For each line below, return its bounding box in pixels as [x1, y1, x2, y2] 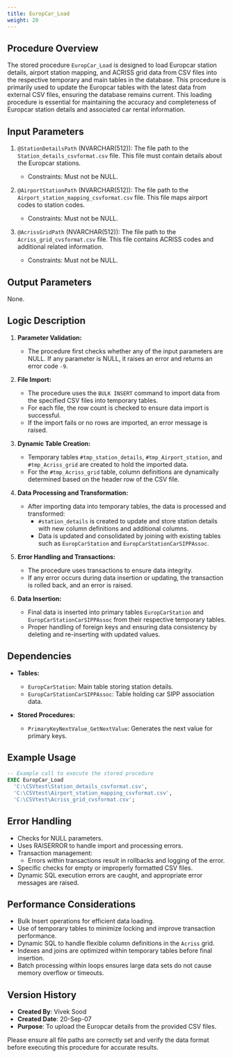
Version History [7, 989, 77, 1001]
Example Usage [7, 751, 77, 763]
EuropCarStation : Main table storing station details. [27, 682, 174, 691]
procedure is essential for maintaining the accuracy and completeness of [7, 98, 217, 107]
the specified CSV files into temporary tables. [27, 396, 159, 404]
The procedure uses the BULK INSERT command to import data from [27, 388, 220, 397]
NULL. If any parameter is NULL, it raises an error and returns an [27, 354, 213, 362]
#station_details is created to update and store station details [38, 516, 218, 525]
